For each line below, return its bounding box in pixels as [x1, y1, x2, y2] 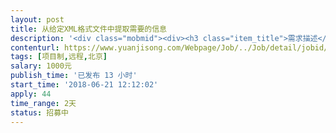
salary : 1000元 [10, 61, 72, 71]
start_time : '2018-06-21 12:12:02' [10, 80, 159, 90]
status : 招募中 [10, 107, 69, 118]
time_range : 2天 [10, 98, 77, 108]
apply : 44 [10, 89, 52, 99]
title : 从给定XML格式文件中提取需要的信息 [10, 24, 167, 34]
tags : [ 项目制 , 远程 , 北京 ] [10, 52, 108, 62]
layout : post [10, 14, 65, 25]
